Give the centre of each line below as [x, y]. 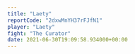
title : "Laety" [30, 14]
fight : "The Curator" [39, 33]
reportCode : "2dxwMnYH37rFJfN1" [55, 20]
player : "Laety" [31, 27]
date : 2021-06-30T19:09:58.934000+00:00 [68, 40]
